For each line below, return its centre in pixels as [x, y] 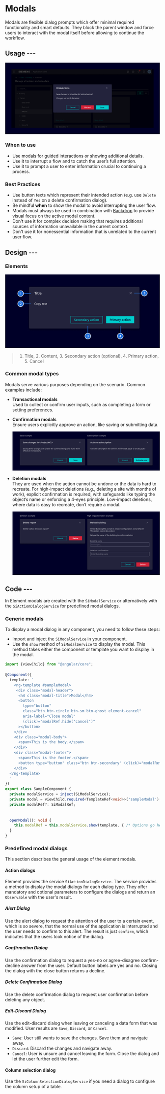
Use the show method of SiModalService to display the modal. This [79, 644]
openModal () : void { [30, 820]
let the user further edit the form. [45, 1059]
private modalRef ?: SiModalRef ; [43, 804]
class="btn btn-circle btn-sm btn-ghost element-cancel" [82, 711]
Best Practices [23, 184]
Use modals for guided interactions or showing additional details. [78, 156]
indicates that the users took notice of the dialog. [55, 936]
